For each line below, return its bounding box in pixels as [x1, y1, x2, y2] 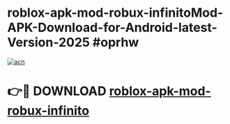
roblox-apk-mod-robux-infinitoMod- [7, 5, 224, 21]
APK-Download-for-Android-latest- [7, 20, 217, 36]
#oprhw [92, 35, 139, 50]
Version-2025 [7, 35, 91, 50]
